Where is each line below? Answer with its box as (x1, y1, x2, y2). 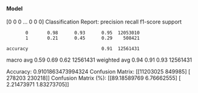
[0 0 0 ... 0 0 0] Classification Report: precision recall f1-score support (6, 18, 182, 25)
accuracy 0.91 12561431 (6, 46, 140, 52)
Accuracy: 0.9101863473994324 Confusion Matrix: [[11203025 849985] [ (6, 68, 191, 75)
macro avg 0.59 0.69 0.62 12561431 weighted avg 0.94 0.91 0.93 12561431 (6, 56, 193, 63)
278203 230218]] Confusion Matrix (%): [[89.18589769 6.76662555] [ (6, 74, 181, 82)
